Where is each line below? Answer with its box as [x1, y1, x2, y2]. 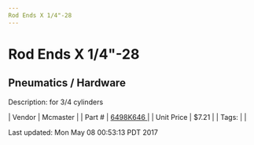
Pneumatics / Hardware [8, 76, 126, 90]
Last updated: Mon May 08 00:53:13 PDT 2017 [8, 127, 159, 137]
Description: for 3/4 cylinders [8, 97, 104, 107]
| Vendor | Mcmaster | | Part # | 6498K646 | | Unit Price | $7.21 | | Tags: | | [8, 112, 247, 121]
